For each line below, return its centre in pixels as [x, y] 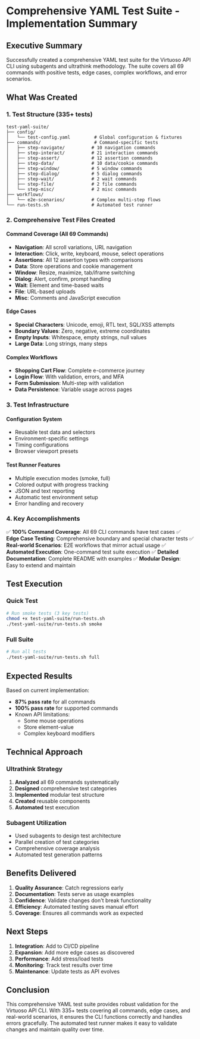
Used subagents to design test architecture [68, 835]
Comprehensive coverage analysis [57, 848]
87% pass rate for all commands [55, 702]
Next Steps [27, 932]
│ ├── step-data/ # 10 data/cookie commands [82, 163]
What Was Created [42, 97]
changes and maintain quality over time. [55, 1029]
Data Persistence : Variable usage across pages [74, 389]
